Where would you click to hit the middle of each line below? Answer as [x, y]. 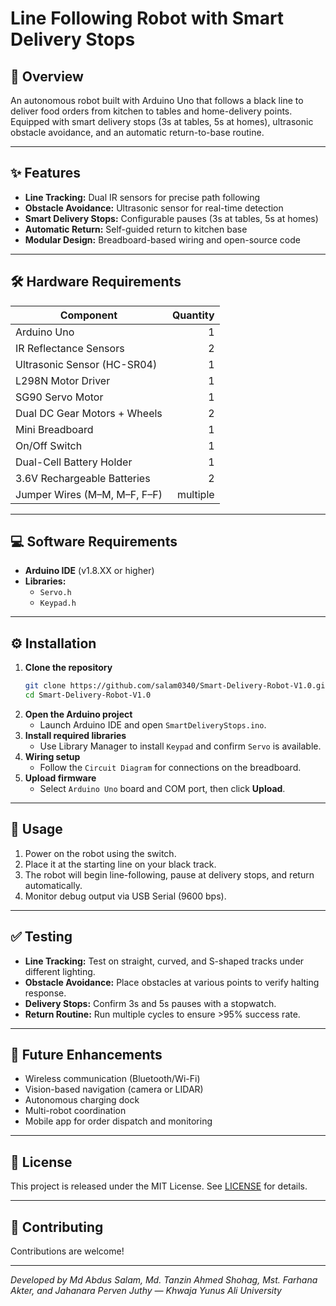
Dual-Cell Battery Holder [74, 462]
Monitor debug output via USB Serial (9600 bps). [125, 896]
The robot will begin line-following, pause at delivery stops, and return [169, 874]
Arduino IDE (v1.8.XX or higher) [89, 571]
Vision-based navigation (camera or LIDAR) [114, 1089]
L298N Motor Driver [63, 380]
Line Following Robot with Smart [147, 18]
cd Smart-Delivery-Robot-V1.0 [88, 695]
